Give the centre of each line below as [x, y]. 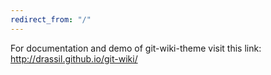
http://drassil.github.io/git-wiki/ [74, 58]
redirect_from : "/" [51, 19]
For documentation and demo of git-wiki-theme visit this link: [136, 48]
